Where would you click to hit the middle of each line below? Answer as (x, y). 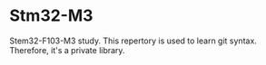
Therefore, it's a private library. (67, 50)
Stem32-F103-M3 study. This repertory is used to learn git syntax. (133, 41)
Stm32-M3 (51, 16)
